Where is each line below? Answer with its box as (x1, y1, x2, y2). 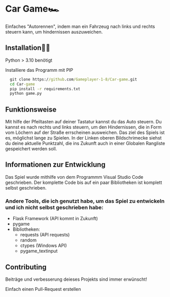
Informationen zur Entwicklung (5, 160, 106, 169)
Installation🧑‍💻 (5, 43, 51, 52)
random (20, 237, 37, 244)
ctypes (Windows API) (20, 242, 67, 249)
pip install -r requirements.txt (10, 86, 81, 91)
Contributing (5, 262, 47, 272)
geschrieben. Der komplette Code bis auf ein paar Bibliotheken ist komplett (5, 179, 162, 185)
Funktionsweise (5, 105, 57, 114)
